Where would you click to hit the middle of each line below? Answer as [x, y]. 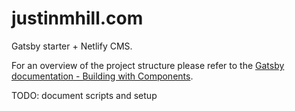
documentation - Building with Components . [102, 76]
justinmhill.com [77, 18]
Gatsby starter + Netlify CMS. [72, 46]
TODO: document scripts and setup [84, 95]
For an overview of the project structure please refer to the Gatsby [148, 65]
